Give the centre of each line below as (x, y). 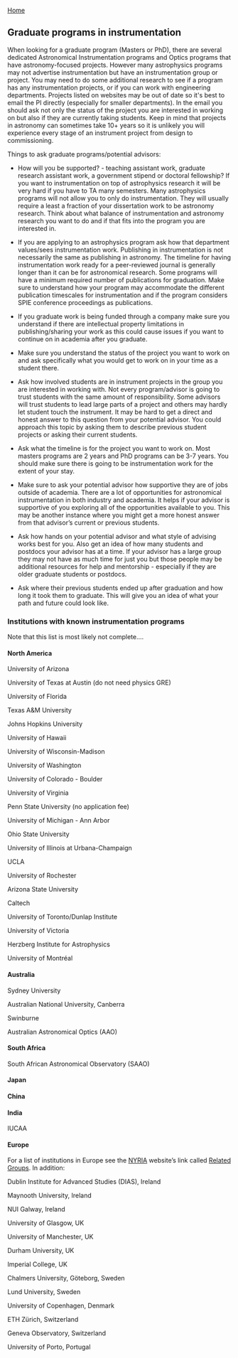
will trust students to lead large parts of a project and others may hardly (122, 404)
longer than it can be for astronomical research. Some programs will (117, 272)
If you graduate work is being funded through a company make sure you (124, 316)
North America (30, 653)
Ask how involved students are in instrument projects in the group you (120, 381)
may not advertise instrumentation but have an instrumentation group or (113, 72)
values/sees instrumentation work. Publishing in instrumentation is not (120, 250)
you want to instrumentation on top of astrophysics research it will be (119, 183)
